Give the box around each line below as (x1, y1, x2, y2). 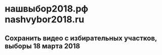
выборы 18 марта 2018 (5, 41, 80, 50)
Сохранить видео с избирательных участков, (5, 34, 157, 42)
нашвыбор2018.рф (5, 3, 89, 15)
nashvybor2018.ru (5, 14, 85, 25)
